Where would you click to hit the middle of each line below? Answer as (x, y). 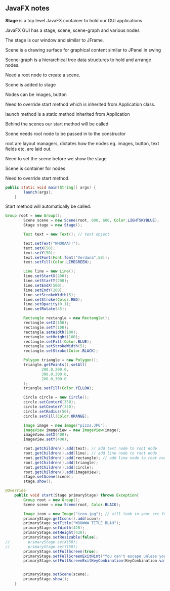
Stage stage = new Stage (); (53, 225)
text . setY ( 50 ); (39, 253)
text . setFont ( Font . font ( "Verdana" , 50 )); (67, 257)
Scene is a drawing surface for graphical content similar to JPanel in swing (83, 50)
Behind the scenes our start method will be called (57, 124)
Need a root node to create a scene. (43, 75)
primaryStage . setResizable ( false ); (61, 537)
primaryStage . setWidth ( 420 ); (54, 528)
